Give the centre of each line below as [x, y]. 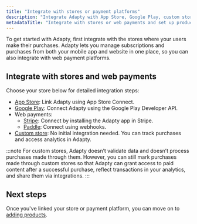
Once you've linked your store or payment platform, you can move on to [93, 208]
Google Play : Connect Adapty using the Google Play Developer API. [96, 108]
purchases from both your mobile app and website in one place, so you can [97, 52]
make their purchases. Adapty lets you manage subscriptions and [85, 45]
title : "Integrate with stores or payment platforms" [73, 11]
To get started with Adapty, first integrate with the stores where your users [96, 39]
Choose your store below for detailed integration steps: [73, 91]
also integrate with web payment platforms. [58, 58]
